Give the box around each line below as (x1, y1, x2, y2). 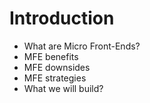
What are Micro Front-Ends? (23, 40, 141, 52)
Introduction (9, 7, 115, 30)
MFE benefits (23, 50, 79, 62)
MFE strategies (23, 72, 87, 84)
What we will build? (23, 82, 104, 94)
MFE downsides (23, 61, 91, 73)
